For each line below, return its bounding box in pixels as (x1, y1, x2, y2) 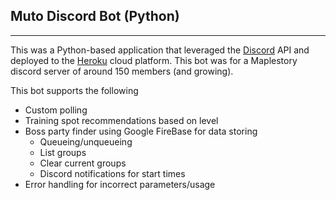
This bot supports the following (10, 84, 139, 96)
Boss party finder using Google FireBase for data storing (24, 125, 258, 137)
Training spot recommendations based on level (24, 114, 219, 126)
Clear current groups (39, 157, 127, 169)
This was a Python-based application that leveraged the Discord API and (10, 44, 310, 56)
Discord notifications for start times (39, 167, 186, 179)
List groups (39, 146, 87, 158)
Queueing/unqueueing (39, 135, 133, 148)
